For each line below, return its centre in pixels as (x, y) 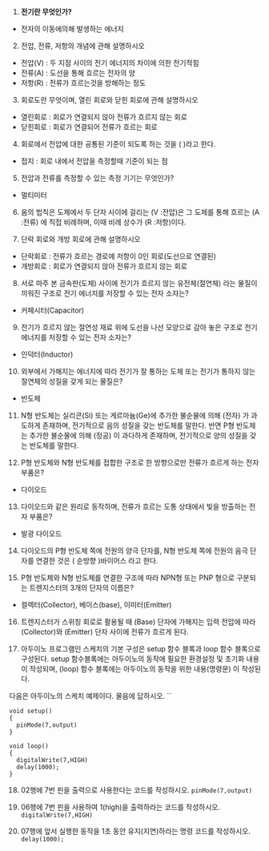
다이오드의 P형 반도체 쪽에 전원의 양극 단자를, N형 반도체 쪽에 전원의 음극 (134, 551)
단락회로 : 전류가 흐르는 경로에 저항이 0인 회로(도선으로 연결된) (118, 256)
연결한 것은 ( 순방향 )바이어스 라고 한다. (97, 561)
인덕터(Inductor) (47, 354)
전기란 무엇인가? (46, 12)
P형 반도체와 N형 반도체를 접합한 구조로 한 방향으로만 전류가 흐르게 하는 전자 (140, 462)
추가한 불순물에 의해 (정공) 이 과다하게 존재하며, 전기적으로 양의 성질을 (139, 436)
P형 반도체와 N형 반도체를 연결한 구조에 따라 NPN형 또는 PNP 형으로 (128, 578)
